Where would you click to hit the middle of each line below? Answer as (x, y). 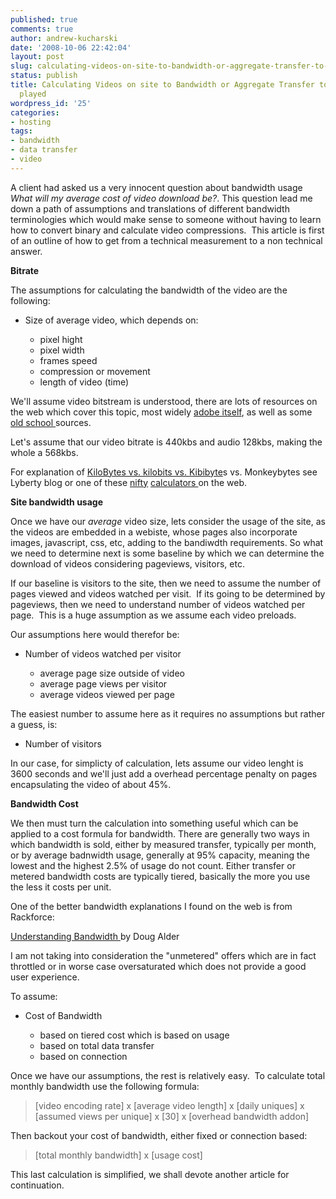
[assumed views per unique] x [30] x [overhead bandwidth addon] (172, 1116)
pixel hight (61, 339)
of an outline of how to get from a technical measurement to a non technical (166, 240)
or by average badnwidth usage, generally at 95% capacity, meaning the (160, 855)
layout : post (37, 57)
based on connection (83, 1056)
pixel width (62, 350)
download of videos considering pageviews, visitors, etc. (127, 563)
